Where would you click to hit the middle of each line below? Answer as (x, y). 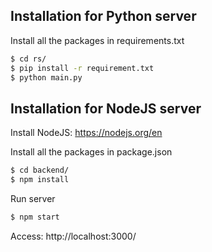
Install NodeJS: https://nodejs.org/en (86, 133)
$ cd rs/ (28, 59)
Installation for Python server (103, 16)
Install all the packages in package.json (91, 152)
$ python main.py (46, 77)
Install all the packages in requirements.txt (97, 40)
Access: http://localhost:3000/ (73, 236)
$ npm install (40, 180)
